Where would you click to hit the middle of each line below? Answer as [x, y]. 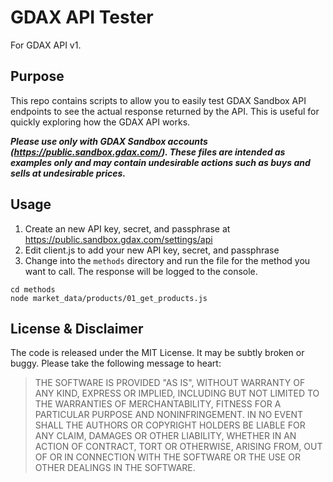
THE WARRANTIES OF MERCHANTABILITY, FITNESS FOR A [158, 404]
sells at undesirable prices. [68, 173]
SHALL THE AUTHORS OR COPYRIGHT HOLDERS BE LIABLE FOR [170, 425]
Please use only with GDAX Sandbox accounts [109, 141]
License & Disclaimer [77, 328]
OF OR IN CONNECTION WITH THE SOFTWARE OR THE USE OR [167, 457]
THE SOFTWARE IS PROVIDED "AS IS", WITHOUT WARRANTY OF [170, 383]
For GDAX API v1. [46, 45]
